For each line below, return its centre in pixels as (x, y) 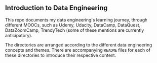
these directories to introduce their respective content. (60, 55)
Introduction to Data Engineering (56, 8)
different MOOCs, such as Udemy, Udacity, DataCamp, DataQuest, (73, 25)
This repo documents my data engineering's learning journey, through (76, 20)
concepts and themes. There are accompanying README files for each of (78, 50)
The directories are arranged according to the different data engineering (78, 45)
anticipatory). (19, 35)
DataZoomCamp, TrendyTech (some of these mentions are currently (75, 30)
